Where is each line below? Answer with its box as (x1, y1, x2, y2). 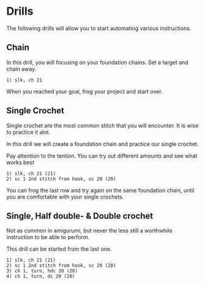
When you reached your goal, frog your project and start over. (6, 88, 163, 95)
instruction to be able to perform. (6, 234, 90, 241)
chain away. (6, 65, 37, 72)
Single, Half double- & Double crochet (6, 210, 154, 221)
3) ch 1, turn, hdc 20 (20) (6, 268, 78, 274)
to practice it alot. (6, 128, 51, 135)
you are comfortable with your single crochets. (6, 193, 124, 200)
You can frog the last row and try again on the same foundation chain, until (6, 186, 195, 194)
